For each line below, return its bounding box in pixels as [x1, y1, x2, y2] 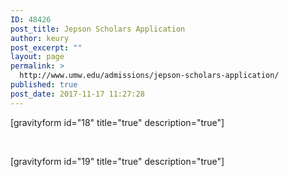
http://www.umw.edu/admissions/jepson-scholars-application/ [19, 71, 280, 81]
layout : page [10, 52, 65, 62]
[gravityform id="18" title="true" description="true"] [10, 116, 225, 128]
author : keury [10, 33, 70, 43]
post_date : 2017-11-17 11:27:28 [10, 89, 145, 99]
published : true [10, 80, 78, 90]
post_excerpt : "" [10, 42, 83, 53]
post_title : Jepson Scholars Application [10, 24, 186, 34]
